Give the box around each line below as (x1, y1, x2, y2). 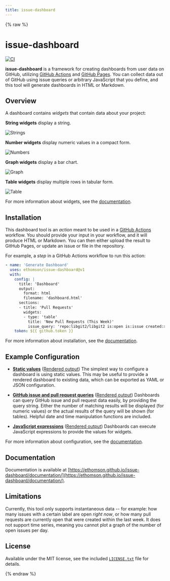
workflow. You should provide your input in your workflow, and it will (5, 232, 148, 238)
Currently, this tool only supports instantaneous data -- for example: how (5, 505, 157, 511)
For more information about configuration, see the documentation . (5, 438, 143, 445)
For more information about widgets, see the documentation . (5, 198, 132, 204)
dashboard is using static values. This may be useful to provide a (12, 371, 148, 378)
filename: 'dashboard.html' (23, 295, 82, 301)
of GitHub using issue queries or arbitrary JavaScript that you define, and (5, 77, 158, 83)
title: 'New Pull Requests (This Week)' (27, 319, 114, 324)
